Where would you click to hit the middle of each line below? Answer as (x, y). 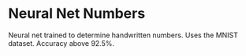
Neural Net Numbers (77, 14)
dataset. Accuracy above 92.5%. (61, 43)
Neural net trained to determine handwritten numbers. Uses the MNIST (123, 35)
